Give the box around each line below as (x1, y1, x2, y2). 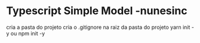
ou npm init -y (10, 29, 45, 37)
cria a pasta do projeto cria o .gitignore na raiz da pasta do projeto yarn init (6, 24, 190, 31)
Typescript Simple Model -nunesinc (6, 4, 188, 18)
